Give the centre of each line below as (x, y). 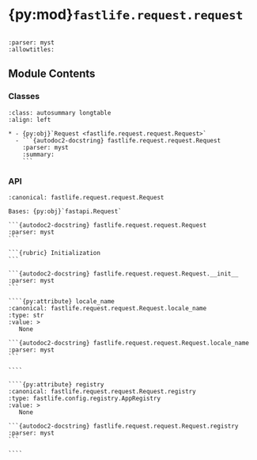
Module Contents (52, 74)
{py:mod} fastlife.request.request (126, 15)
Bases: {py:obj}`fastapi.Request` (65, 211)
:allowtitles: (32, 49)
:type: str (26, 315)
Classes (24, 97)
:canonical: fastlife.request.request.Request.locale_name (108, 308)
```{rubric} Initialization (55, 253)
